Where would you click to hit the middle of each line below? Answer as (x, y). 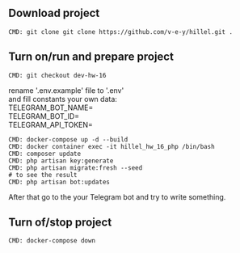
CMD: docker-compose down (52, 241)
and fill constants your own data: (63, 99)
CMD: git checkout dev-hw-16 (57, 75)
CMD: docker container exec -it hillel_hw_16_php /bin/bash (112, 146)
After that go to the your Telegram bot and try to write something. (117, 196)
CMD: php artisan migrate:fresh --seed (76, 168)
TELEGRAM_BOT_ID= (44, 116)
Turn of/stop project (60, 223)
